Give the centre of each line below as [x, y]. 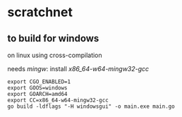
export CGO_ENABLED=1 [39, 82]
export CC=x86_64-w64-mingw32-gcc [58, 100]
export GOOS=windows [38, 88]
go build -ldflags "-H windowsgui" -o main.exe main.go [91, 106]
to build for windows [53, 38]
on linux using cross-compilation [55, 55]
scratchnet [40, 12]
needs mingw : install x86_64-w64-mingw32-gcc [78, 69]
